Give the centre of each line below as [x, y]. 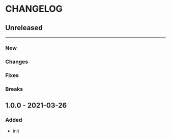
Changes [17, 62]
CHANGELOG [34, 9]
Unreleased [24, 28]
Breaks [14, 89]
